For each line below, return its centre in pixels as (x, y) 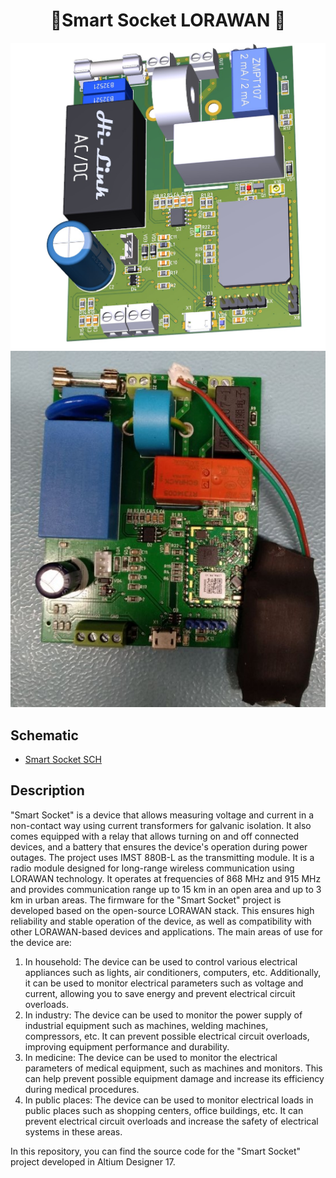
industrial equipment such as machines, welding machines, (146, 1025)
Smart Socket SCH (63, 759)
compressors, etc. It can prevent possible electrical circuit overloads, (167, 1036)
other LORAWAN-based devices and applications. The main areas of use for (166, 931)
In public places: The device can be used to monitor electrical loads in (169, 1100)
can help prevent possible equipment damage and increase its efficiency (174, 1078)
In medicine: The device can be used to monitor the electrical (151, 1057)
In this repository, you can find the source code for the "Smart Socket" (156, 1151)
